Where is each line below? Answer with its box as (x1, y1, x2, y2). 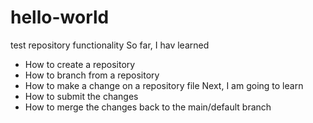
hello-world (10, 6, 110, 29)
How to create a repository (24, 58, 136, 70)
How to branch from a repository (24, 69, 160, 81)
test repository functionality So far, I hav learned (10, 39, 210, 51)
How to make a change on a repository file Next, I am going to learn (24, 79, 304, 91)
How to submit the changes (24, 90, 139, 102)
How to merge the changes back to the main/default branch (24, 101, 272, 113)
